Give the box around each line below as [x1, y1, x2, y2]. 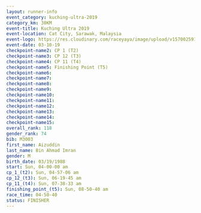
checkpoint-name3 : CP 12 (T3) [6, 53, 82, 59]
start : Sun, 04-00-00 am [6, 164, 68, 170]
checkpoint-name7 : [6, 75, 52, 81]
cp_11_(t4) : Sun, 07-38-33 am [6, 181, 82, 187]
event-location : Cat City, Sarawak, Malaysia [6, 31, 121, 37]
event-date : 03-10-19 [6, 42, 60, 48]
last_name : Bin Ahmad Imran [6, 147, 77, 153]
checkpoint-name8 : [6, 81, 52, 87]
